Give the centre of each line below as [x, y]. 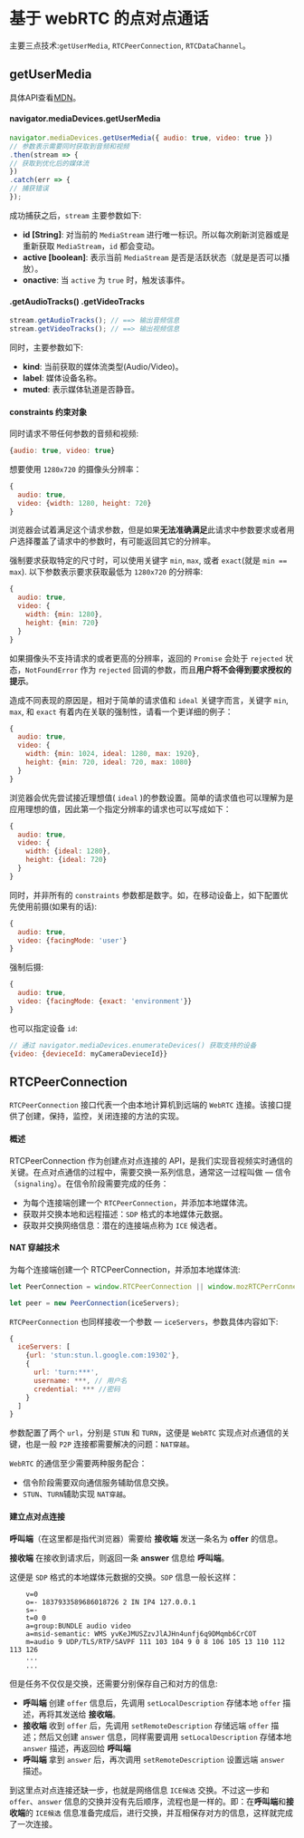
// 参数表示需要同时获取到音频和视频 [69, 146]
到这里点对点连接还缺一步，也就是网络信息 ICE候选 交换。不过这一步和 [139, 1790]
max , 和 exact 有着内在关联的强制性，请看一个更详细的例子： [121, 711]
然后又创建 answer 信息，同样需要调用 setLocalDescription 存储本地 [165, 1736]
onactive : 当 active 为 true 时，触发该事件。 [106, 280]
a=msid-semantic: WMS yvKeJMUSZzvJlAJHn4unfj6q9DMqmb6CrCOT [141, 1634]
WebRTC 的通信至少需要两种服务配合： [78, 1464]
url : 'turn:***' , [66, 1373]
